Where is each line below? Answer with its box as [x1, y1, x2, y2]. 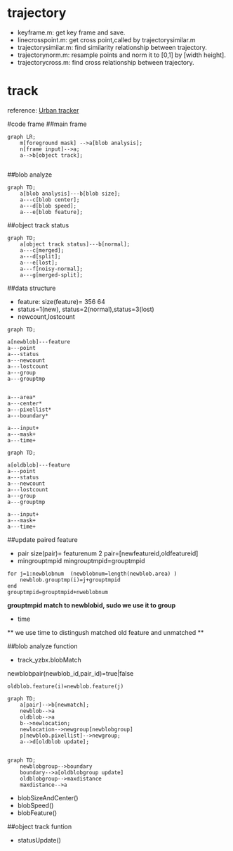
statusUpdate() [17, 836, 62, 844]
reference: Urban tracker [7, 106, 79, 114]
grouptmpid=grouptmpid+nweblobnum [7, 588, 109, 595]
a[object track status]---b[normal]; [20, 241, 131, 248]
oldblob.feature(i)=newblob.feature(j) [7, 683, 124, 690]
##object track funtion [7, 822, 72, 831]
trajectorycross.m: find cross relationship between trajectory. [17, 58, 194, 66]
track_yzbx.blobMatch [17, 655, 82, 664]
